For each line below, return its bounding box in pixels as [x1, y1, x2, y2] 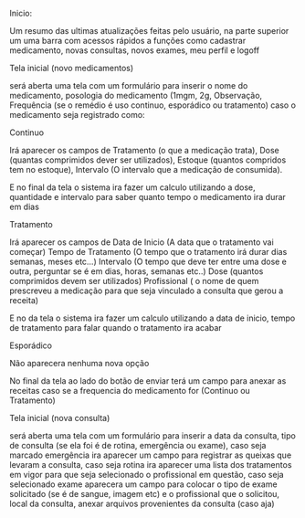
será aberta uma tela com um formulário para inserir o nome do [9, 80, 248, 90]
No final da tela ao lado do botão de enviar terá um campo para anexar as [9, 375, 287, 386]
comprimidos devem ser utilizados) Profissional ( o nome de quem [9, 276, 259, 286]
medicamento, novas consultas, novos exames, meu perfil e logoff [9, 45, 260, 56]
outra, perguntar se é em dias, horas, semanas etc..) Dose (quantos [9, 266, 264, 277]
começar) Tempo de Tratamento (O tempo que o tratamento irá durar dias [9, 247, 288, 257]
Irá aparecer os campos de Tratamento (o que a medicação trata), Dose [9, 145, 280, 155]
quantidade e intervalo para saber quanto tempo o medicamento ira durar [9, 192, 286, 202]
